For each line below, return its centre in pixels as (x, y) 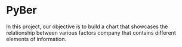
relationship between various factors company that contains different (91, 32)
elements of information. (36, 39)
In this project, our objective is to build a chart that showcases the (87, 26)
